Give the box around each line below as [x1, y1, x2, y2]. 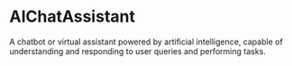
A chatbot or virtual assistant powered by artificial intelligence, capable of [9, 36, 284, 47]
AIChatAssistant [9, 6, 135, 27]
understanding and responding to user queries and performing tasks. [9, 45, 266, 56]
